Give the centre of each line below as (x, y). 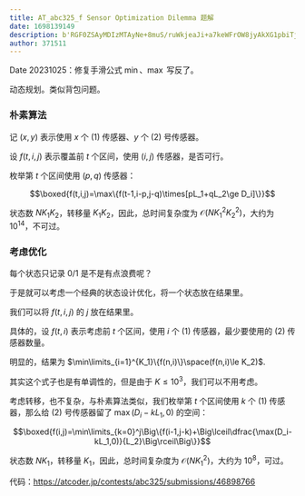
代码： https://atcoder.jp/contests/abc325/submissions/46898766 (133, 481)
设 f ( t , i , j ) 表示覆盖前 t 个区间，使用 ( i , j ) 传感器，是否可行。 (119, 156)
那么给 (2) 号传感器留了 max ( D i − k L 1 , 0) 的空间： (117, 413)
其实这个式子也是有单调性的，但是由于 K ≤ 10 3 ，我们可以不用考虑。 (136, 381)
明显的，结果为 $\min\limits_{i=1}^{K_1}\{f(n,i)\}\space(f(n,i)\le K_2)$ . (138, 362)
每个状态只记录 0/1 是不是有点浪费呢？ (81, 273)
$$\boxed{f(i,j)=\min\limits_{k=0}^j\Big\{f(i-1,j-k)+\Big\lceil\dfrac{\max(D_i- (152, 432)
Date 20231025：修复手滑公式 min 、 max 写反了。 (104, 70)
